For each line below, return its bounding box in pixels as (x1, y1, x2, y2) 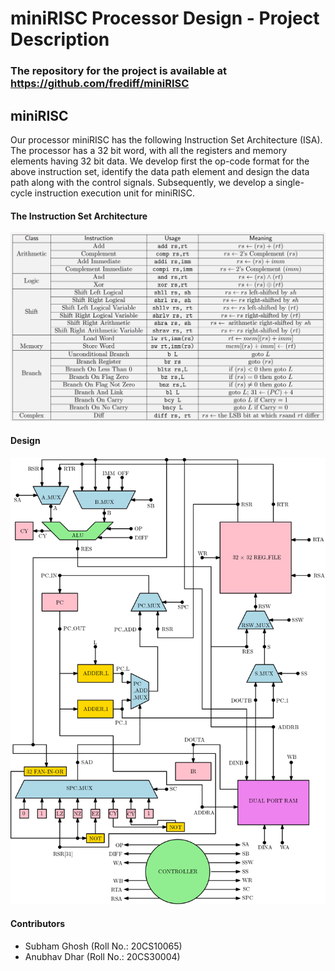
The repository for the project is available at (10, 64, 228, 78)
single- (275, 176, 305, 188)
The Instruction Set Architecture (10, 210, 148, 222)
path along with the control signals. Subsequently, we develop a (10, 176, 274, 188)
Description (10, 28, 110, 51)
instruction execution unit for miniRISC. (34, 187, 195, 199)
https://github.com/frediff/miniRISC (10, 77, 190, 91)
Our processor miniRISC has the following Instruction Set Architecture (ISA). (10, 133, 323, 146)
